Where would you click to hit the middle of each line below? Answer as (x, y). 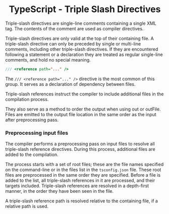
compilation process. (27, 99)
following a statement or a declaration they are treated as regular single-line (84, 55)
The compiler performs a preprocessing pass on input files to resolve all (80, 144)
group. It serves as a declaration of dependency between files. (70, 84)
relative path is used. (27, 206)
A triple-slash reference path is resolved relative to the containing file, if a (81, 201)
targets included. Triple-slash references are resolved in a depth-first (77, 186)
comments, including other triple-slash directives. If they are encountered (82, 49)
